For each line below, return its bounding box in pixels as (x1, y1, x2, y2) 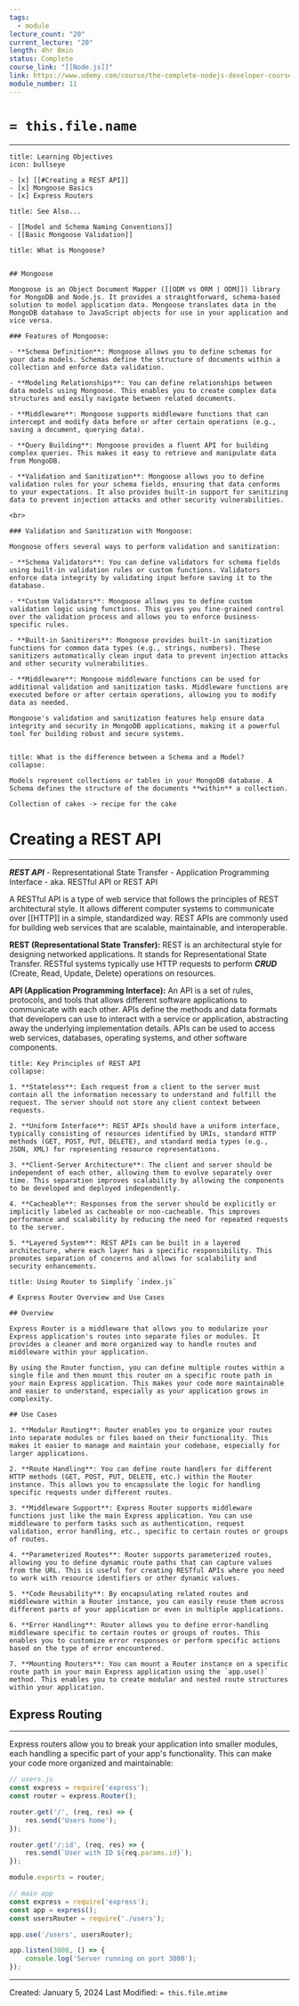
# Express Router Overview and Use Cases (9, 1293, 166, 1302)
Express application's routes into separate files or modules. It (9, 1331, 261, 1341)
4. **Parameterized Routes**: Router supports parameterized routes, (9, 1550, 273, 1560)
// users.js (9, 1775, 53, 1784)
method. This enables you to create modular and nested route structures (9, 1674, 289, 1684)
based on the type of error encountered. (9, 1643, 166, 1653)
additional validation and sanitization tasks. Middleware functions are (9, 683, 289, 692)
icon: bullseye (9, 160, 66, 169)
